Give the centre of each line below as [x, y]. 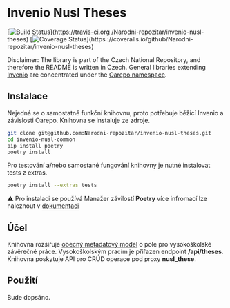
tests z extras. [27, 173]
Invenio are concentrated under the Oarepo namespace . [87, 75]
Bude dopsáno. [29, 297]
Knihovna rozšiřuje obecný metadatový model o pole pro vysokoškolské [109, 244]
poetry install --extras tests [52, 185]
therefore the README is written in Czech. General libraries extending [106, 67]
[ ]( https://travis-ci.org [59, 32]
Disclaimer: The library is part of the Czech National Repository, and [104, 59]
